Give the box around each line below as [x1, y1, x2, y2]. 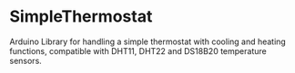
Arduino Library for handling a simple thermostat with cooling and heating [9, 36, 287, 47]
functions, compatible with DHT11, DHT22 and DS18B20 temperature [9, 45, 267, 56]
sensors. [9, 55, 43, 66]
